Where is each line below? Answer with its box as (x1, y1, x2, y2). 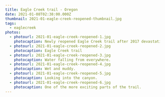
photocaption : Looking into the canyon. (14, 75, 98, 80)
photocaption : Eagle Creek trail (14, 48, 82, 53)
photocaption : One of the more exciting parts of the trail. (14, 84, 141, 90)
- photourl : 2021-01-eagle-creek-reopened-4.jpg (9, 62, 111, 67)
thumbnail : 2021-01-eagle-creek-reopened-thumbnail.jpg (5, 16, 122, 21)
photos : (5, 30, 21, 35)
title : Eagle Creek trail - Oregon (5, 7, 78, 12)
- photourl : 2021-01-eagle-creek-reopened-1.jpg (9, 35, 111, 40)
